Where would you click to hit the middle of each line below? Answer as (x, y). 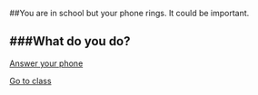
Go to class (30, 81)
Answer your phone (46, 63)
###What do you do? (70, 41)
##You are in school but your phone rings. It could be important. (129, 13)
